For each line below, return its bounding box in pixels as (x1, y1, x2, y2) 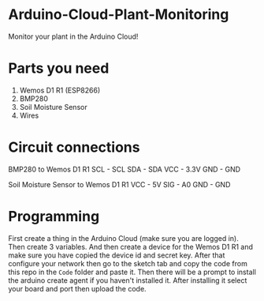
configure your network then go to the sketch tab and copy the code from (8, 258, 248, 268)
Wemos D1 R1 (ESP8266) (19, 85, 101, 95)
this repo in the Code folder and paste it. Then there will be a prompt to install (8, 267, 256, 277)
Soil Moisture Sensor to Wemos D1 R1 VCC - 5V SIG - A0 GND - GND (8, 179, 231, 189)
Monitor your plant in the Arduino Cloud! (8, 32, 139, 41)
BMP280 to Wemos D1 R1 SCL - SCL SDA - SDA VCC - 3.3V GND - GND (8, 164, 241, 174)
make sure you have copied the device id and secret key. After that (8, 250, 225, 260)
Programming (8, 208, 100, 225)
